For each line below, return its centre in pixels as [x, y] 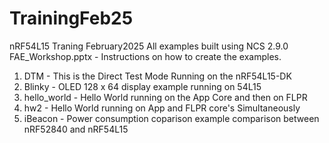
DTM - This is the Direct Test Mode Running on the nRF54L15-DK [157, 76]
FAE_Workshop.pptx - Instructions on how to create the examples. [145, 56]
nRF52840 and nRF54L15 [76, 129]
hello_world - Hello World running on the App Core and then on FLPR [165, 97]
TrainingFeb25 [71, 18]
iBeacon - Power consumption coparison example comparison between [171, 118]
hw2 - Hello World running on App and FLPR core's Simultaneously [162, 108]
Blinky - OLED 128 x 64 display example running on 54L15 [142, 86]
